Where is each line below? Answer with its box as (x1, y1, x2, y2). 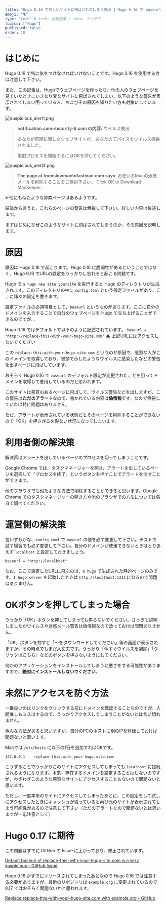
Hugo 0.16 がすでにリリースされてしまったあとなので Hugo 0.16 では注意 (5, 872, 153, 879)
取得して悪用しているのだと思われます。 (22, 378, 104, 384)
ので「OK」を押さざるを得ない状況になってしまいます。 (5, 418, 120, 424)
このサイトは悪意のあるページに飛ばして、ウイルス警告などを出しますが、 (5, 389, 157, 395)
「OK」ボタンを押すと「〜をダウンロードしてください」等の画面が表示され (5, 639, 159, 645)
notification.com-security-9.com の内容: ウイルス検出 (17, 125, 130, 131)
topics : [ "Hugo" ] (5, 21, 41, 26)
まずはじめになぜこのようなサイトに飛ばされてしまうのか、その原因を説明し (5, 222, 161, 228)
